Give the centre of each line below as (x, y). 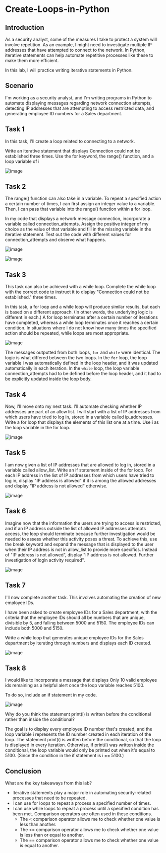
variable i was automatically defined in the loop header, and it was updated (82, 363)
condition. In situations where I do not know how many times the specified (81, 328)
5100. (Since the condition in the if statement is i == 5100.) (65, 756)
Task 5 (16, 453)
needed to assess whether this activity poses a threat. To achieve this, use (81, 539)
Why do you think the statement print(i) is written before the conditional (78, 714)
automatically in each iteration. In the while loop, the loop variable (72, 368)
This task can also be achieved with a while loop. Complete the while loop (81, 287)
